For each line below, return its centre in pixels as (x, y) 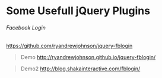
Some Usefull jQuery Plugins (78, 11)
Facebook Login (26, 27)
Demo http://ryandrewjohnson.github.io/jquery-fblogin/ (88, 57)
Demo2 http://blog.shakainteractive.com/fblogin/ (80, 69)
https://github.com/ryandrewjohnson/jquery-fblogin (69, 46)
